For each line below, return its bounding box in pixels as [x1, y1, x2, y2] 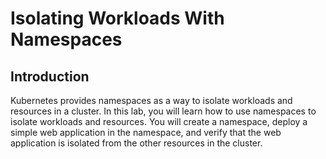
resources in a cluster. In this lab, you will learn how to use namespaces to [10, 105, 317, 117]
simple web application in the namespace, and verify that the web [10, 127, 282, 138]
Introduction [10, 68, 90, 85]
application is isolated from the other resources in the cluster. [10, 137, 263, 149]
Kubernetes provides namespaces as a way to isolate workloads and [10, 95, 293, 106]
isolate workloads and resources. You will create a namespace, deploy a [10, 116, 308, 127]
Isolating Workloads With [10, 7, 225, 30]
